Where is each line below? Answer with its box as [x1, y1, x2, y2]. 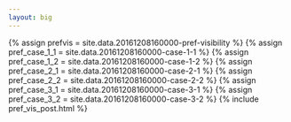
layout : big [8, 12, 52, 22]
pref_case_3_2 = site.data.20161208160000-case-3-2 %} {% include [8, 94, 259, 104]
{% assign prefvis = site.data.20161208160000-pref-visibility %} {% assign [8, 37, 283, 48]
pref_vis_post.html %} [8, 103, 88, 113]
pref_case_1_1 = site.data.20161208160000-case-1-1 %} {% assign [8, 46, 249, 57]
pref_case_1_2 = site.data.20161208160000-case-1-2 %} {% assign [8, 56, 253, 66]
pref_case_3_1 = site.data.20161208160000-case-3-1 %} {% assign [8, 84, 253, 95]
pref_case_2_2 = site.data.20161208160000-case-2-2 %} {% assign [8, 74, 256, 85]
